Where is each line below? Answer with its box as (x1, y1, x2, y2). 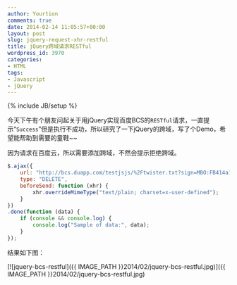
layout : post (7, 30, 46, 37)
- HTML (7, 63, 27, 70)
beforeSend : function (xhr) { (20, 182, 109, 189)
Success (16, 126, 39, 134)
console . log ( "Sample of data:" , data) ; (32, 222, 150, 229)
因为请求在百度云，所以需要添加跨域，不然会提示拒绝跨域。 (7, 148, 181, 157)
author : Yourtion (7, 10, 59, 18)
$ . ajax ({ (7, 163, 33, 170)
